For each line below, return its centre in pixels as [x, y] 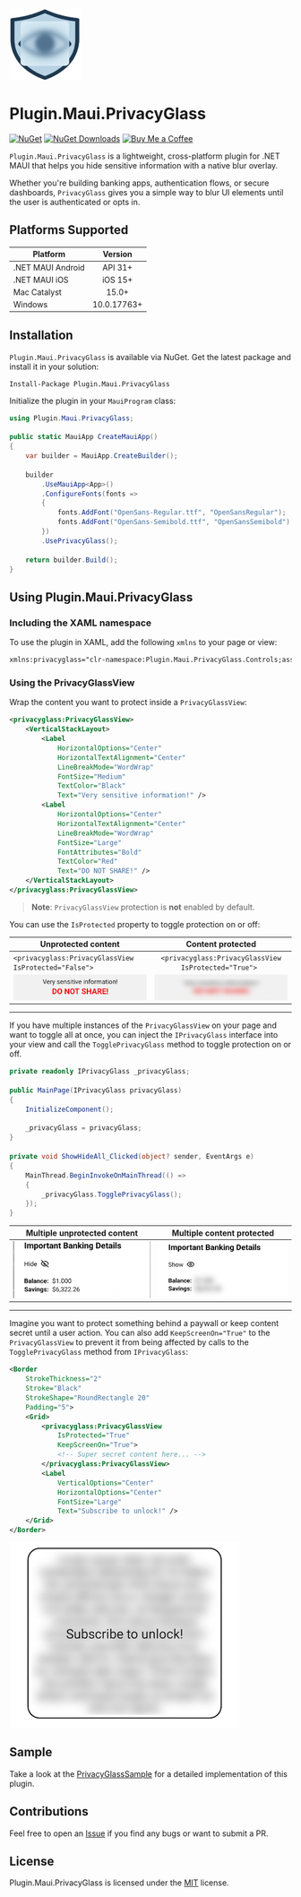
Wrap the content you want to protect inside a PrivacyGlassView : [128, 703]
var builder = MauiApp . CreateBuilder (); [102, 456]
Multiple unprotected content [82, 1233]
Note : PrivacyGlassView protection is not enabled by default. [143, 907]
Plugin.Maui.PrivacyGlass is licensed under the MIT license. [120, 1883]
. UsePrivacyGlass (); [80, 541]
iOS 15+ [117, 280]
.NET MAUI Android [49, 267]
